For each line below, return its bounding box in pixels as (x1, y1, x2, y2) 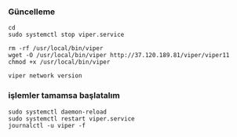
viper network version (8, 72, 82, 80)
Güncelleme (8, 6, 56, 17)
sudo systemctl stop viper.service (8, 31, 125, 39)
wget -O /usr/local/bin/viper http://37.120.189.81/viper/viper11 (8, 52, 230, 59)
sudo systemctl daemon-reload (8, 108, 108, 116)
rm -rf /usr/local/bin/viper (8, 45, 104, 52)
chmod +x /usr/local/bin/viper (8, 58, 111, 67)
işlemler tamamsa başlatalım (8, 90, 120, 101)
